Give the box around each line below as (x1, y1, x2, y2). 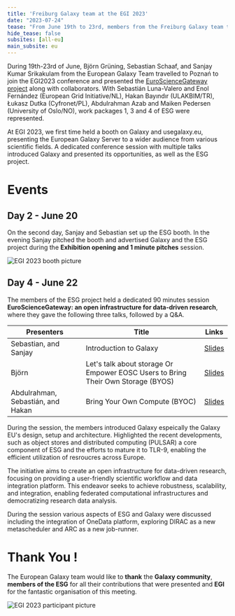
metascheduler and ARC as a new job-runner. (7, 524, 138, 533)
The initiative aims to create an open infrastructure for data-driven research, (7, 466, 227, 475)
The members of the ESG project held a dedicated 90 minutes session (7, 295, 210, 304)
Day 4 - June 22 (7, 277, 78, 289)
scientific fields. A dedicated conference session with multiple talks (7, 143, 201, 150)
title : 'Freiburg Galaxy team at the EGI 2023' (7, 10, 149, 17)
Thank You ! (7, 549, 78, 565)
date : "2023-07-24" (7, 17, 64, 24)
